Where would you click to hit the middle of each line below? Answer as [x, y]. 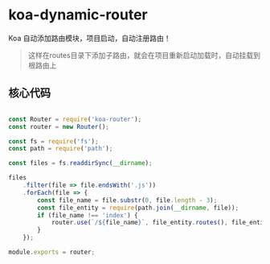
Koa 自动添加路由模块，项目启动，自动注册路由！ [90, 38]
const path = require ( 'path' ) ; [61, 149]
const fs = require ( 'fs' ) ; [53, 141]
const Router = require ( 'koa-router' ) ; [75, 119]
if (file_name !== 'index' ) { [88, 215]
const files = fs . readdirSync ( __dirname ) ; [80, 163]
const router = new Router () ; [59, 126]
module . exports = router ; [51, 252]
